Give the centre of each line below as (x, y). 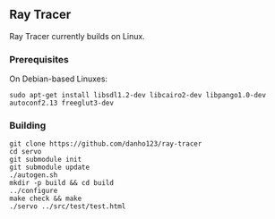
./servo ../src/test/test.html (68, 206)
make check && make (46, 199)
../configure (34, 191)
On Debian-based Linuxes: (59, 79)
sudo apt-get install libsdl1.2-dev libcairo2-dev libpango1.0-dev (138, 96)
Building (28, 126)
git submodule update (50, 168)
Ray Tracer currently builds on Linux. (77, 36)
